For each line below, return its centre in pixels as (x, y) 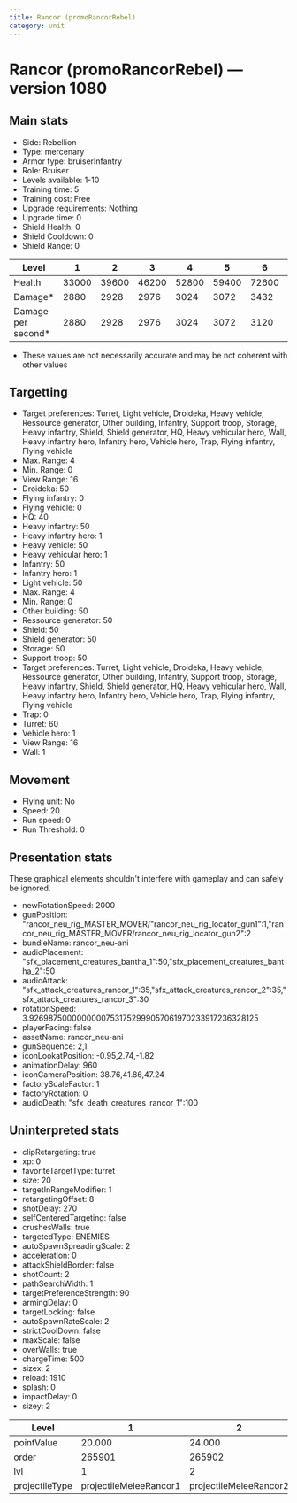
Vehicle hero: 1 (49, 733)
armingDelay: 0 (49, 1302)
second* (32, 333)
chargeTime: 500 (53, 1359)
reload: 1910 (44, 1377)
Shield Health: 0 (51, 227)
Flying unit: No (49, 801)
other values (45, 365)
